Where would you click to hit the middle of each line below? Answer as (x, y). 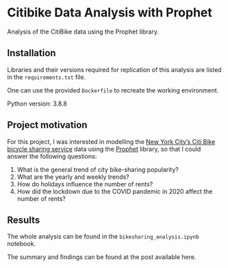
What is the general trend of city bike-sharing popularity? (98, 169)
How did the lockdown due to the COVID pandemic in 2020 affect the (115, 191)
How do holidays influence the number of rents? (85, 184)
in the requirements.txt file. (47, 77)
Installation (31, 53)
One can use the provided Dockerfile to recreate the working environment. (113, 90)
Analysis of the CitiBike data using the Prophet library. (83, 32)
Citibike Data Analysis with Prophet (110, 13)
